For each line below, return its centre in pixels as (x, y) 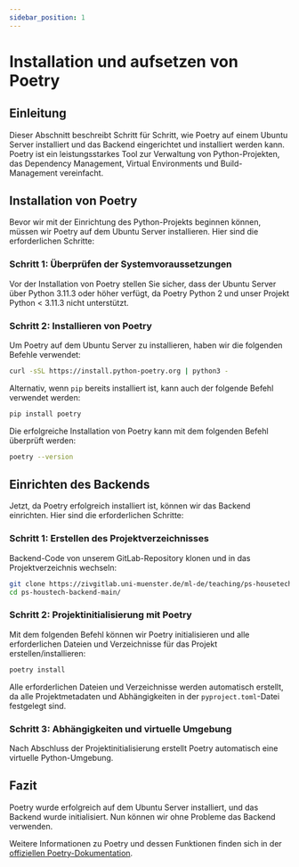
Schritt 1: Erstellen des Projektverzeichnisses (109, 539)
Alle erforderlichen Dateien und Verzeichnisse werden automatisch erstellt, (146, 687)
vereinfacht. (81, 173)
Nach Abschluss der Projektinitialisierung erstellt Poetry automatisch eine (144, 748)
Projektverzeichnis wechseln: (63, 567)
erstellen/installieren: (48, 653)
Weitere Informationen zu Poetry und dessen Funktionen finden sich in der (145, 843)
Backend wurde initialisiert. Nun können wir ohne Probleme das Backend (142, 816)
